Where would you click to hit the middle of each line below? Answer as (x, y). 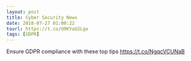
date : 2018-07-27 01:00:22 (41, 23)
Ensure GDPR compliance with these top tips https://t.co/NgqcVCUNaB (95, 51)
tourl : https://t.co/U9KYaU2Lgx (47, 29)
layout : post (23, 12)
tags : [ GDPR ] (23, 34)
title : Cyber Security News (42, 18)
